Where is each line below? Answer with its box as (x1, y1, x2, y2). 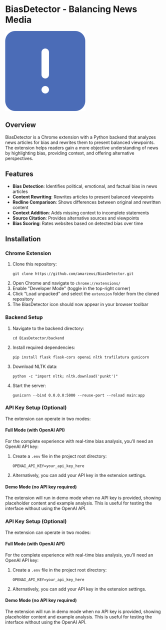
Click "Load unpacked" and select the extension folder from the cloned (12, 291, 159, 297)
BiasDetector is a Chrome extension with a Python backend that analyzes (5, 134, 156, 140)
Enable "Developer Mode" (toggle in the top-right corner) (12, 285, 131, 291)
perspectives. (5, 155, 33, 161)
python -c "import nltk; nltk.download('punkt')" (12, 373, 118, 378)
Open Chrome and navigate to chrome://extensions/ (12, 280, 121, 286)
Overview (5, 121, 36, 129)
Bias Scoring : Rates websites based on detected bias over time (12, 220, 143, 226)
